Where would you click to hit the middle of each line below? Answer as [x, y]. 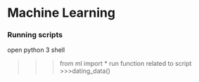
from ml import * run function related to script [126, 64]
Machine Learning [62, 13]
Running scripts [35, 35]
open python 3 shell [36, 50]
